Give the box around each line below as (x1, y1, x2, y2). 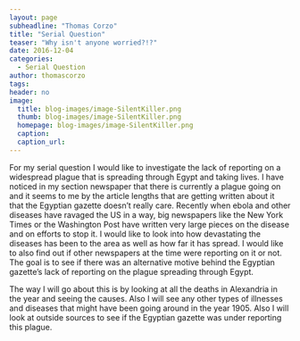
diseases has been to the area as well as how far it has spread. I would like (9, 237, 284, 248)
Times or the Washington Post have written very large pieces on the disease (9, 219, 290, 229)
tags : (9, 79, 29, 88)
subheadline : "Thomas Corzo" (9, 21, 118, 30)
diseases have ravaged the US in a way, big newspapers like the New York (9, 209, 284, 220)
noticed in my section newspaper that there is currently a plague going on (9, 180, 281, 192)
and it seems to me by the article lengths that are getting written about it (9, 190, 275, 201)
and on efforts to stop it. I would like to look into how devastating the (9, 229, 262, 239)
